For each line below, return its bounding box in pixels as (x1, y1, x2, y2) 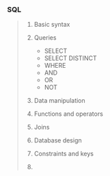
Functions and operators (33, 110, 104, 118)
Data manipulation (33, 97, 85, 105)
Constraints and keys (33, 149, 94, 158)
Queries (33, 34, 57, 42)
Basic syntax (33, 21, 70, 29)
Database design (33, 136, 82, 144)
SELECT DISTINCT (44, 54, 97, 62)
